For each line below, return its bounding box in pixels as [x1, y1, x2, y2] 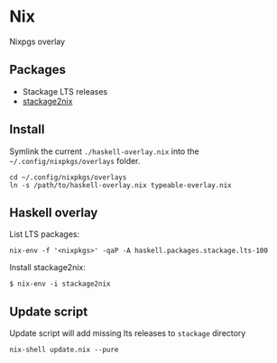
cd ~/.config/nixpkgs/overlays [9, 173, 127, 182]
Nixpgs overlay [9, 36, 66, 47]
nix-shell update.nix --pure [9, 345, 119, 355]
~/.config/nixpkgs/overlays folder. [9, 155, 141, 166]
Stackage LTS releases [22, 86, 108, 96]
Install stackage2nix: [9, 262, 86, 273]
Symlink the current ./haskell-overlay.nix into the [9, 146, 200, 157]
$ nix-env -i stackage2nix [9, 279, 111, 289]
